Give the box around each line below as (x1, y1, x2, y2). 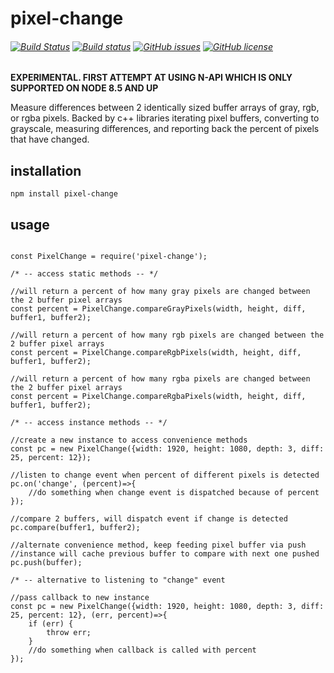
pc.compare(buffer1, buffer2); (10, 523, 141, 533)
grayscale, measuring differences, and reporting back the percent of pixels (10, 123, 320, 135)
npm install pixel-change (10, 189, 118, 199)
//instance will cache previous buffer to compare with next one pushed (10, 549, 320, 559)
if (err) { (28, 619, 74, 629)
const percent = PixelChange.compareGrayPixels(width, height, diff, (10, 304, 307, 314)
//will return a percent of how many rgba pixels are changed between (10, 374, 311, 384)
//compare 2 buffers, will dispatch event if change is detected (10, 514, 288, 524)
